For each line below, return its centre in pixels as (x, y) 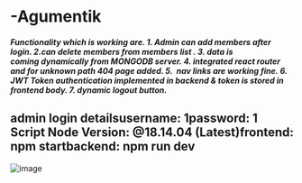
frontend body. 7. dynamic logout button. (89, 90)
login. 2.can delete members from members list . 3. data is (122, 51)
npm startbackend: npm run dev (103, 146)
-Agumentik (56, 17)
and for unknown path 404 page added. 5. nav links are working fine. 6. (149, 70)
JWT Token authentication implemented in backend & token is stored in (147, 80)
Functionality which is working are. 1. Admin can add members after (141, 41)
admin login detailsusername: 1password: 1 (134, 119)
